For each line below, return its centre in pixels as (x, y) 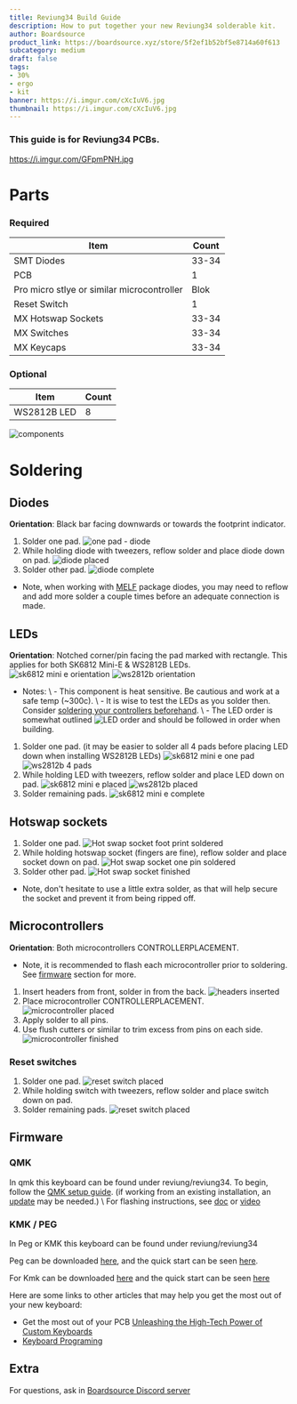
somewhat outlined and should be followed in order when (151, 720)
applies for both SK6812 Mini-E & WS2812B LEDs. (100, 665)
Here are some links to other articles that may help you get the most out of (145, 1295)
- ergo (21, 84)
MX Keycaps (40, 348)
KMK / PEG (33, 1224)
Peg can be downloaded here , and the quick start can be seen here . (134, 1261)
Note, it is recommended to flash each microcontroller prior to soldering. (155, 964)
